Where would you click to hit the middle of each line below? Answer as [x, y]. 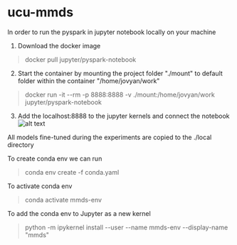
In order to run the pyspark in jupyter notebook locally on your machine [112, 32]
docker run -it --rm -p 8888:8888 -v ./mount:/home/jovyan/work [120, 94]
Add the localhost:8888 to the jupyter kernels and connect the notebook [123, 116]
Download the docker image [59, 45]
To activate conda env [40, 186]
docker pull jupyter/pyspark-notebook [80, 59]
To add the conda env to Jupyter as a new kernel [79, 213]
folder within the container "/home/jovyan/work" [89, 81]
